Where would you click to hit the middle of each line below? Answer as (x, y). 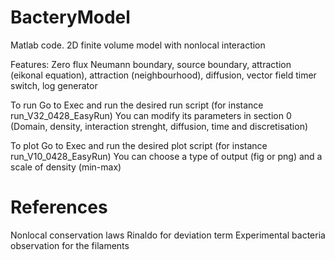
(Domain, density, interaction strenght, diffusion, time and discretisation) (159, 126)
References (59, 207)
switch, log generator (54, 85)
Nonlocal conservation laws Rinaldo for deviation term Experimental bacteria (168, 235)
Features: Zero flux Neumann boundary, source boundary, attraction (151, 64)
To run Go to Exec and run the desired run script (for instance (137, 105)
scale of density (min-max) (66, 167)
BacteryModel (70, 17)
